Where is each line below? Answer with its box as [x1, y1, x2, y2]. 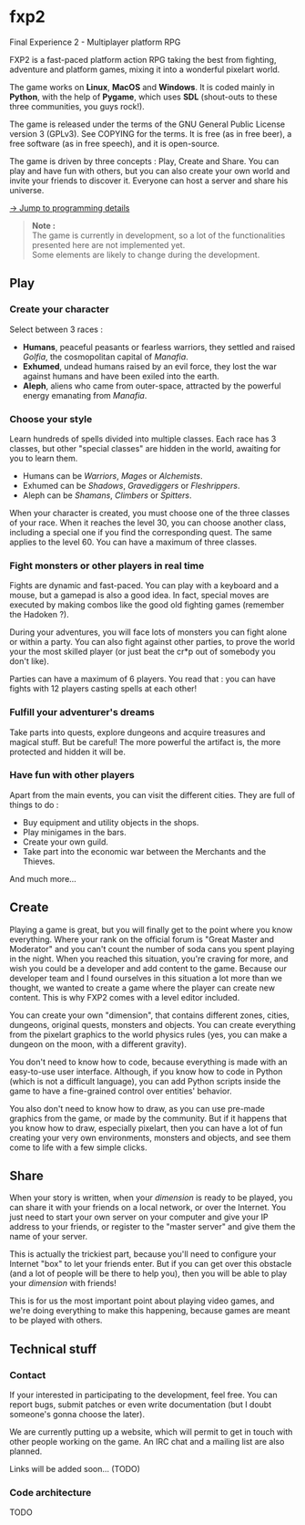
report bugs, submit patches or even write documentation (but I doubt [9, 1399, 272, 1410]
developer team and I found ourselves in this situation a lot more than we [9, 972, 282, 983]
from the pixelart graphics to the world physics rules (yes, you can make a [9, 1029, 288, 1040]
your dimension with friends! [9, 1278, 117, 1289]
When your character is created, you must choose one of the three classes [9, 507, 290, 518]
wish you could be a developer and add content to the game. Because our [9, 962, 287, 973]
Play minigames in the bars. [22, 826, 127, 837]
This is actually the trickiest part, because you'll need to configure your [9, 1249, 277, 1260]
